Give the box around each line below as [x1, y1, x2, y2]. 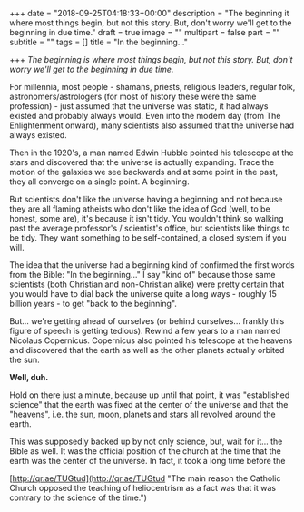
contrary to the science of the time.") [9, 492, 148, 503]
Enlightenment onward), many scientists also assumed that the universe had [9, 120, 295, 131]
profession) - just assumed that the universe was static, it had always [9, 101, 269, 112]
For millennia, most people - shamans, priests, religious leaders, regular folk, [9, 82, 296, 92]
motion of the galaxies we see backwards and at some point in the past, [9, 167, 279, 177]
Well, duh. [9, 372, 49, 382]
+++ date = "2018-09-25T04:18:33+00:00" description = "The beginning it [9, 8, 289, 18]
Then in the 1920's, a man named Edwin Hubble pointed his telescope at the [9, 147, 294, 158]
